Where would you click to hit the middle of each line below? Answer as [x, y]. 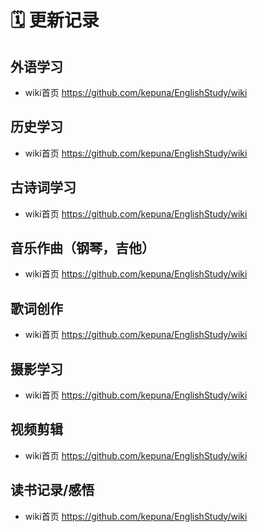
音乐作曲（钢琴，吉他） [82, 248]
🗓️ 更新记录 [55, 20]
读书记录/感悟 [52, 490]
